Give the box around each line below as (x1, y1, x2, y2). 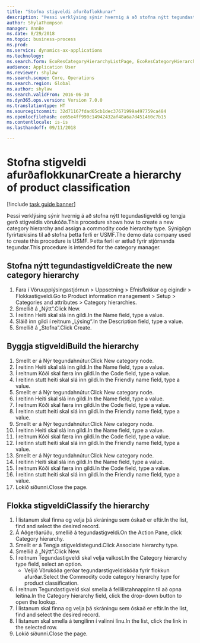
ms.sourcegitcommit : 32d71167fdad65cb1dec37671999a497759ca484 (7, 108, 167, 114)
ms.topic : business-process (7, 36, 77, 42)
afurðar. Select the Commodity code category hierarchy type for (24, 573, 180, 581)
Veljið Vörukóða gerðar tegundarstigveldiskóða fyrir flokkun (24, 567, 170, 574)
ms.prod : (7, 42, 28, 48)
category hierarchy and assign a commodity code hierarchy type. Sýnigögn (7, 224, 192, 232)
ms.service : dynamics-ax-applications (7, 48, 103, 54)
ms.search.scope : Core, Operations (7, 75, 95, 81)
